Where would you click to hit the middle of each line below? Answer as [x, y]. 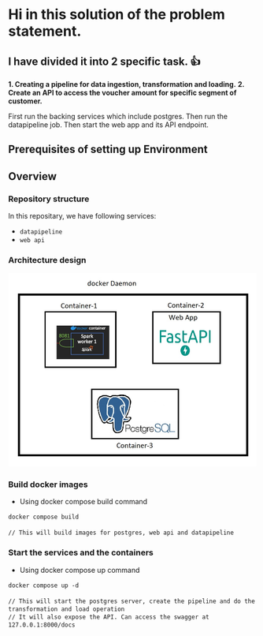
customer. [25, 101]
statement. [45, 31]
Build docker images [48, 484]
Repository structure [49, 199]
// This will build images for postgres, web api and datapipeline [121, 533]
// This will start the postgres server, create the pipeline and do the [132, 601]
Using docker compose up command [80, 570]
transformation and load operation [67, 609]
